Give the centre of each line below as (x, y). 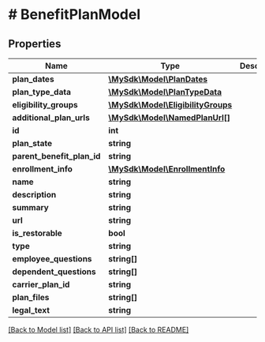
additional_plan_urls (51, 118)
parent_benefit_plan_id (56, 156)
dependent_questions (54, 272)
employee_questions (52, 259)
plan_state (32, 143)
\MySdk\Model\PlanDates (158, 79)
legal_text (31, 310)
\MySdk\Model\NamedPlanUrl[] (169, 118)
